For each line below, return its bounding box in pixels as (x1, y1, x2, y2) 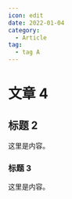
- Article (15, 33, 47, 42)
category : (8, 26, 41, 34)
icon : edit (8, 11, 44, 20)
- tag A (15, 48, 41, 56)
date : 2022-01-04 (8, 19, 65, 27)
